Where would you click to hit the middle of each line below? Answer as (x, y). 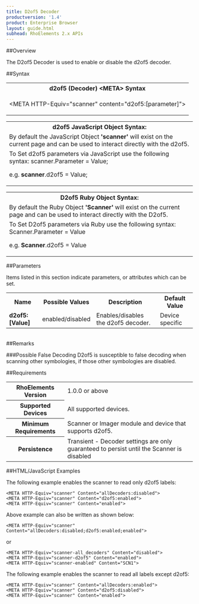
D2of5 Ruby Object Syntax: (99, 198)
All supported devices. (99, 409)
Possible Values (67, 302)
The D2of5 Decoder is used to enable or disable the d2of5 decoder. (89, 62)
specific (171, 323)
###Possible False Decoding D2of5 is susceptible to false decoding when (96, 355)
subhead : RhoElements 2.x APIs (45, 34)
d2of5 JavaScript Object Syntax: (99, 127)
